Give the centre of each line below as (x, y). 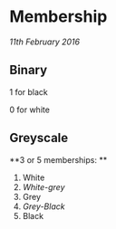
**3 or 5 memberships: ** (58, 159)
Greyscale (39, 138)
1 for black (29, 91)
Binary (29, 70)
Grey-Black (43, 206)
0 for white (29, 110)
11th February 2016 (44, 42)
